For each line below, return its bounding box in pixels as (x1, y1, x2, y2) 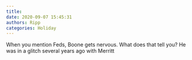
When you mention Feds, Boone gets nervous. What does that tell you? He (6, 41, 186, 48)
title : (6, 8, 22, 15)
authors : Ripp (6, 19, 41, 25)
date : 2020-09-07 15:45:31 (6, 14, 72, 20)
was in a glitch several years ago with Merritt (6, 48, 114, 55)
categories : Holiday (6, 25, 57, 31)
